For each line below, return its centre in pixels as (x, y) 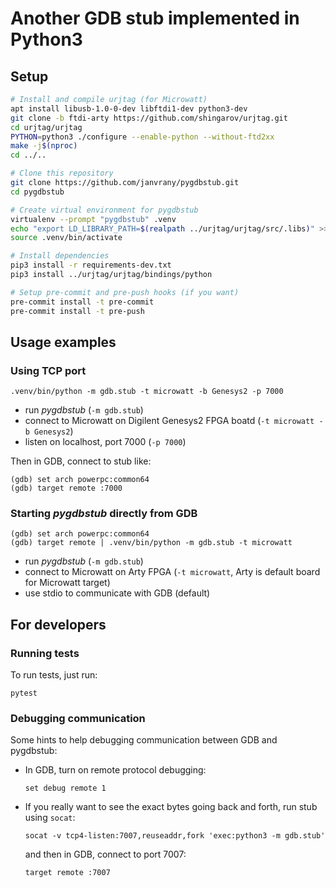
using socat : (50, 818)
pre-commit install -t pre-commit (82, 302)
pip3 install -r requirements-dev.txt (91, 265)
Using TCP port (48, 370)
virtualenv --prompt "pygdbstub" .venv (93, 219)
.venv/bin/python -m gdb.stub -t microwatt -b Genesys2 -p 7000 (147, 392)
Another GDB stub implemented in (155, 18)
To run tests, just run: (54, 675)
